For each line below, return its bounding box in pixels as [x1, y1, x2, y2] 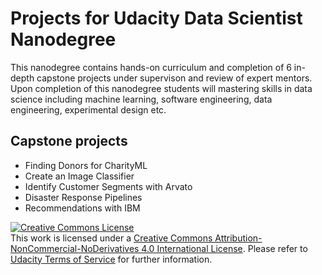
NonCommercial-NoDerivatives [10, 242, 140, 254]
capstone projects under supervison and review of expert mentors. [36, 72, 313, 84]
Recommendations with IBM [24, 202, 141, 214]
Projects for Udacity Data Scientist [10, 7, 303, 30]
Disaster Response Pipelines [24, 191, 143, 203]
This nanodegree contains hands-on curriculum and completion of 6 [10, 61, 292, 73]
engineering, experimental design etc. [10, 103, 167, 116]
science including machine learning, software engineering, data [10, 93, 273, 105]
